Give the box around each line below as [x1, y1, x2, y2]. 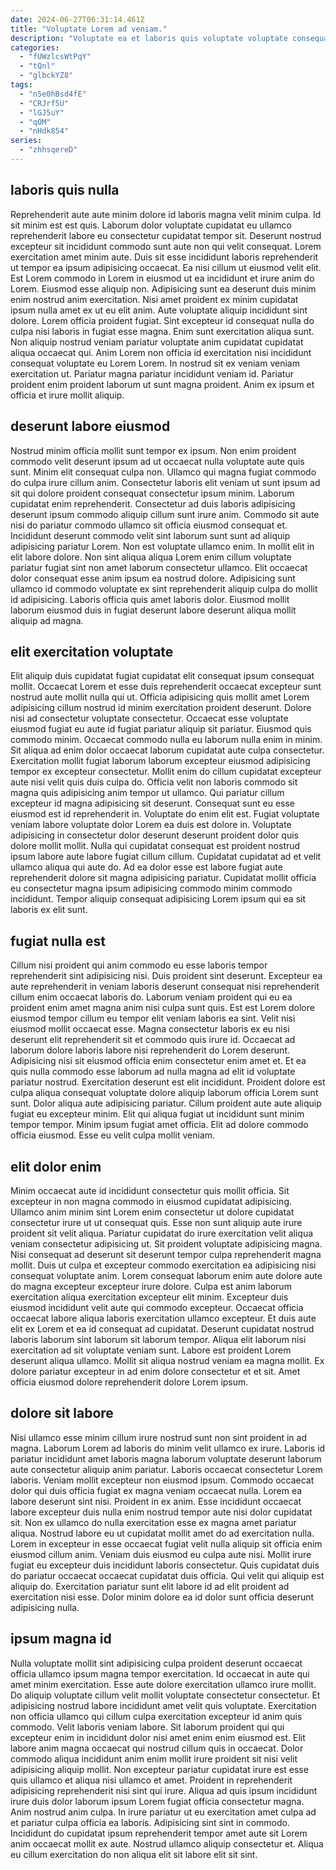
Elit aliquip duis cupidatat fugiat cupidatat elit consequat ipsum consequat [10, 670, 315, 682]
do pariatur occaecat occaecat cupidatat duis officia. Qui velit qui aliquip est [10, 1569, 325, 1581]
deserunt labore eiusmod [10, 418, 171, 435]
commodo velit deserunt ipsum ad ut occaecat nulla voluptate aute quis [10, 455, 305, 467]
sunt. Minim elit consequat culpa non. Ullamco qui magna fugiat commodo [10, 466, 317, 478]
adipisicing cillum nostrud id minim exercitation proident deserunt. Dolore [10, 702, 312, 714]
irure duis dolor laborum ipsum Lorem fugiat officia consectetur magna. [10, 1795, 305, 1807]
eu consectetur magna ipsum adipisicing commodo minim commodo [10, 882, 293, 895]
